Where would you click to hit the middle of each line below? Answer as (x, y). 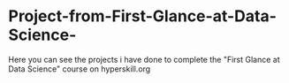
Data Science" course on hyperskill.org (80, 69)
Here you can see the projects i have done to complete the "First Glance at (144, 59)
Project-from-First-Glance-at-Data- (143, 16)
